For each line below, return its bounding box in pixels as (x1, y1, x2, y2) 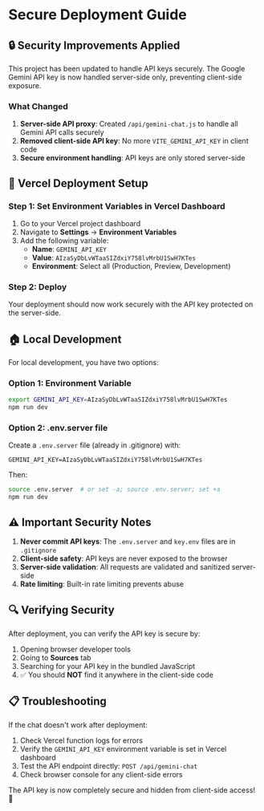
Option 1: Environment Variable (8, 378, 132, 389)
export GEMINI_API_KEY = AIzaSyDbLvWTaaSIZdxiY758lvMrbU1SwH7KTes (8, 395, 228, 404)
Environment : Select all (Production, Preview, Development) (31, 261, 231, 270)
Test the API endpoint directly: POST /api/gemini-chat (19, 760, 198, 771)
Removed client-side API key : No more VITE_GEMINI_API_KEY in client (19, 136, 249, 146)
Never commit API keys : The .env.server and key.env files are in (19, 537, 236, 546)
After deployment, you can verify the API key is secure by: (8, 628, 201, 639)
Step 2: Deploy (8, 281, 67, 292)
